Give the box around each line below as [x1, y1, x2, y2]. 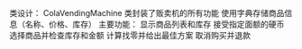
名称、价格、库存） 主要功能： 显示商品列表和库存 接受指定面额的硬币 [24, 19, 285, 29]
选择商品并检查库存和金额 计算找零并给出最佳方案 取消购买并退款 [9, 30, 251, 40]
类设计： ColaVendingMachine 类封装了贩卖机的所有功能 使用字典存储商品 [9, 8, 285, 18]
